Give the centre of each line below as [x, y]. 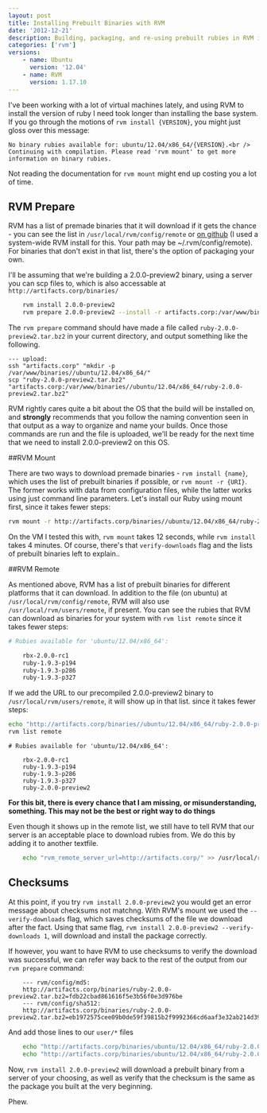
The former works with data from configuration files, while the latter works [130, 491]
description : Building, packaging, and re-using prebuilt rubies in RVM [131, 38]
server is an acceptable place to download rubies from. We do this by [122, 835]
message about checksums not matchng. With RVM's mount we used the [128, 910]
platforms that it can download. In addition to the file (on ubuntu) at [118, 592]
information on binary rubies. [60, 159]
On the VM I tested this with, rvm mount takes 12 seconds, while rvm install [132, 537]
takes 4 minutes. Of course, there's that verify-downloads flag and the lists [130, 545]
